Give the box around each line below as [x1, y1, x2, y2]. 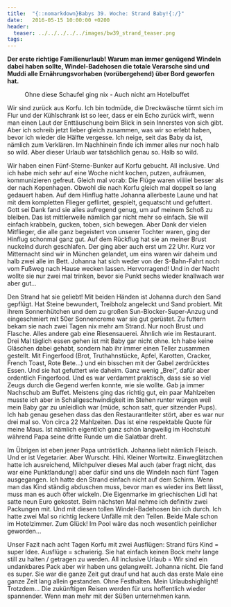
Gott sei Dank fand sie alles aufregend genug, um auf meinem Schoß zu [7, 206, 213, 214]
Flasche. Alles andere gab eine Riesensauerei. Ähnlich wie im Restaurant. [7, 330, 216, 338]
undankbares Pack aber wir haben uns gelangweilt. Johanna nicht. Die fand [7, 563, 223, 571]
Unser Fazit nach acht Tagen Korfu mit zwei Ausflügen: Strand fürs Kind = [7, 540, 219, 549]
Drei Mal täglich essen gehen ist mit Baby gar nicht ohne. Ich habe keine [7, 337, 214, 345]
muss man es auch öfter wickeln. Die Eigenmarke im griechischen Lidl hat [7, 490, 218, 499]
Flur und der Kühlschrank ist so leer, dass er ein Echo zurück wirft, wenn [7, 112, 214, 120]
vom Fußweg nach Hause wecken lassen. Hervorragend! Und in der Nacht [7, 265, 220, 273]
